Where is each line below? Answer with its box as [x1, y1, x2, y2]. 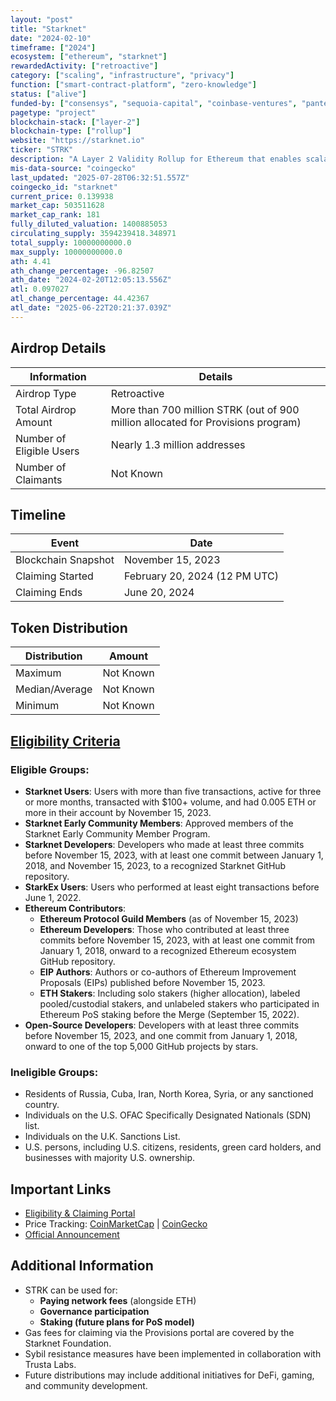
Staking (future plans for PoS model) [39, 1316, 195, 1328]
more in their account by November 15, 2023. [24, 806, 212, 818]
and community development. [24, 1379, 148, 1391]
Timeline [10, 506, 67, 523]
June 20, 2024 [123, 586, 195, 600]
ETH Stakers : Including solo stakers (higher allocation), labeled [39, 987, 301, 999]
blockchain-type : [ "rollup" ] [10, 126, 132, 136]
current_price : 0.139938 [10, 191, 114, 201]
